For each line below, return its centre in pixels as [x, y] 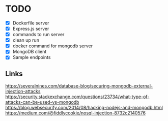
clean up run [26, 40]
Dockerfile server [31, 23]
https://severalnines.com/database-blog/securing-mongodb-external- [79, 86]
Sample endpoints [32, 57]
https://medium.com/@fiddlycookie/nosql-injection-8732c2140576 [76, 113]
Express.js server [31, 29]
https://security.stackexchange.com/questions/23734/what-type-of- [77, 97]
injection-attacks [23, 92]
